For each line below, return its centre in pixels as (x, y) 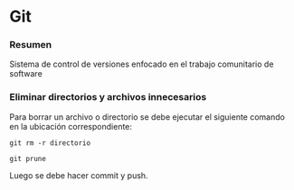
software (26, 74)
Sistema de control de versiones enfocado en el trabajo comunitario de (142, 64)
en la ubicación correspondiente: (71, 126)
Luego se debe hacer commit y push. (79, 175)
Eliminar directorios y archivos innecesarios (108, 97)
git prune (28, 158)
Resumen (31, 45)
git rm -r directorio (50, 143)
